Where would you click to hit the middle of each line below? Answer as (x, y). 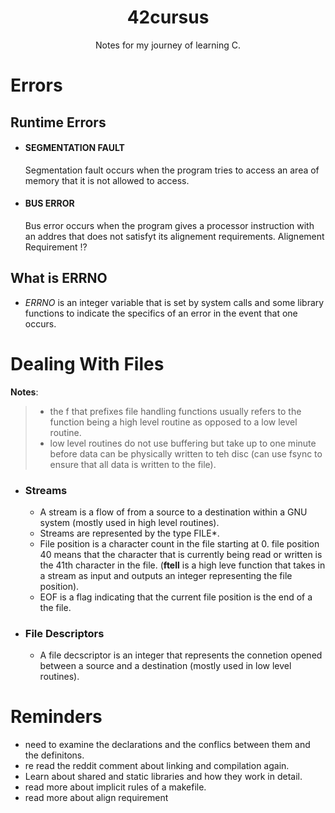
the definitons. (54, 755)
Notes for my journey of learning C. (168, 45)
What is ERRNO (59, 278)
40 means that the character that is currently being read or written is (181, 554)
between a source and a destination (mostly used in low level (165, 666)
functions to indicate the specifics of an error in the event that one (161, 313)
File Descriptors (64, 633)
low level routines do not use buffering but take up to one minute (183, 443)
